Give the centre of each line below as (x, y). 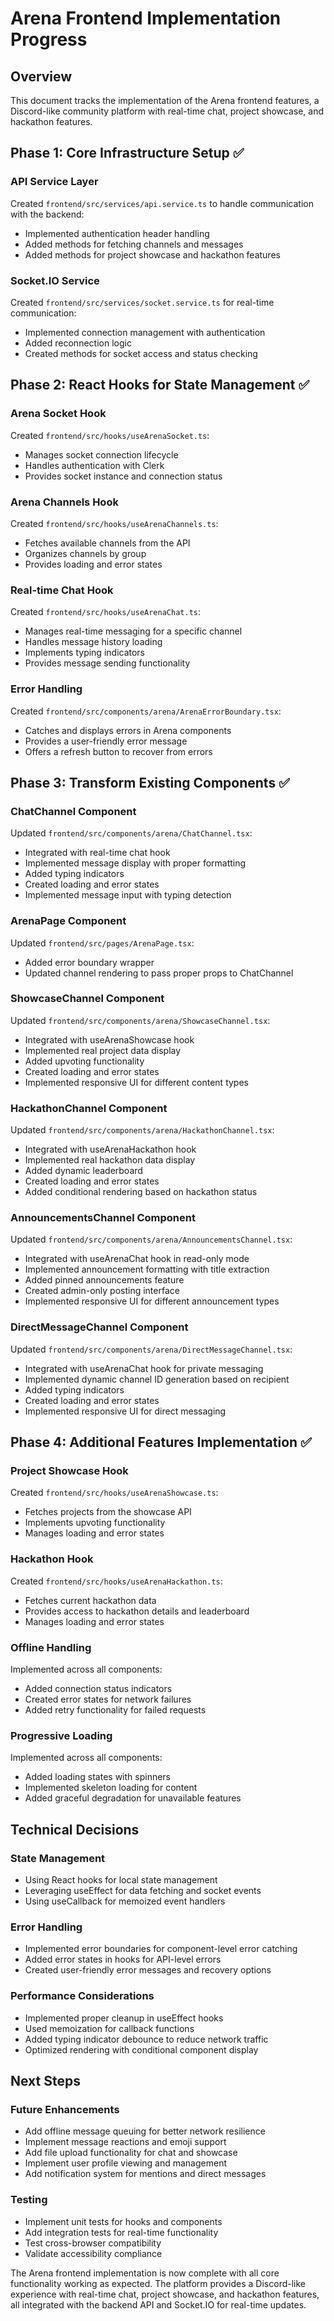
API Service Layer (54, 182)
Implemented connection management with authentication (145, 332)
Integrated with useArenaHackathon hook (110, 1149)
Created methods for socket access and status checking (141, 353)
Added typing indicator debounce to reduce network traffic (146, 2039)
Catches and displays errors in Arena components (128, 730)
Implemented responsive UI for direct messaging (125, 1411)
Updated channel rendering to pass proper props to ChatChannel (159, 973)
